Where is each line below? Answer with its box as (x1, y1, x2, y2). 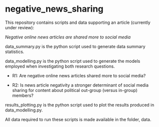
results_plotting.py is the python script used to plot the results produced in (5, 102, 155, 108)
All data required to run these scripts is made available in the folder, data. (5, 116, 152, 122)
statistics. (5, 49, 24, 54)
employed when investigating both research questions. (5, 63, 115, 69)
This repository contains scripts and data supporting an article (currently (5, 19, 151, 25)
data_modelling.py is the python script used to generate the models (5, 58, 141, 64)
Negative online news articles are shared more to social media (5, 34, 131, 40)
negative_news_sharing (5, 3, 104, 15)
